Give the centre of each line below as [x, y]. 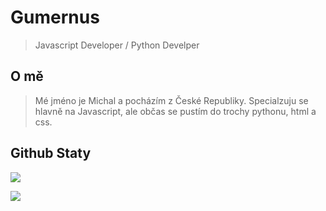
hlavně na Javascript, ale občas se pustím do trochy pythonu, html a [175, 111]
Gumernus [55, 17]
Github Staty [51, 153]
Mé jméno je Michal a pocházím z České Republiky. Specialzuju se [171, 100]
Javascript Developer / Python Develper [117, 45]
